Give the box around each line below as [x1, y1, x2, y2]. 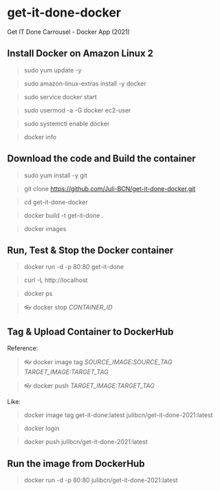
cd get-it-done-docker [23, 198, 88, 206]
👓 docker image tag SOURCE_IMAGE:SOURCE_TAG [23, 358, 173, 366]
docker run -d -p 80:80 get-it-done [23, 263, 124, 271]
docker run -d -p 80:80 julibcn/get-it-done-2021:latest [23, 476, 178, 484]
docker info [23, 132, 57, 141]
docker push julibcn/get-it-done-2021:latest [23, 438, 148, 446]
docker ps [23, 290, 53, 298]
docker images [23, 224, 67, 232]
